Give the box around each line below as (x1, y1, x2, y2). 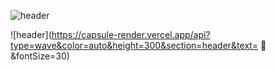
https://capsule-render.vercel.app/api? (51, 29, 211, 40)
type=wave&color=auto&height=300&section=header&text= (10, 40, 259, 51)
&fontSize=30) (10, 50, 70, 62)
